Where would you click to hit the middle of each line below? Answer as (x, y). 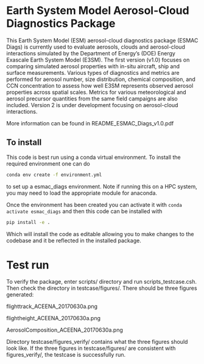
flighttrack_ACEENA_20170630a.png (52, 306)
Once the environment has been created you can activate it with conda (94, 205)
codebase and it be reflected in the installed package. (74, 240)
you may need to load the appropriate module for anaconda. (82, 193)
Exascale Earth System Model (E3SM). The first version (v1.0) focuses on (98, 60)
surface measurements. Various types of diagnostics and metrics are (93, 72)
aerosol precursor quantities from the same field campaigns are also (92, 99)
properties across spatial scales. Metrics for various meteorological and (97, 92)
